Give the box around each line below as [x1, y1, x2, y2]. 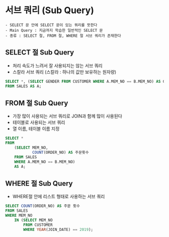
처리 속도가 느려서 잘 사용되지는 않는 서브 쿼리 [12, 63, 103, 69]
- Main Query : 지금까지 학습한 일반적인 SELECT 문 [5, 28, 103, 33]
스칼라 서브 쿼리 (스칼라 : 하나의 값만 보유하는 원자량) [12, 69, 117, 75]
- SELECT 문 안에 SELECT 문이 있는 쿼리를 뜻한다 [5, 22, 98, 28]
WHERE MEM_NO [5, 213, 33, 218]
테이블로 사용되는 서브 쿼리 [12, 120, 65, 126]
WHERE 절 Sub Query [5, 179, 73, 188]
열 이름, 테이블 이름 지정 [12, 126, 60, 132]
